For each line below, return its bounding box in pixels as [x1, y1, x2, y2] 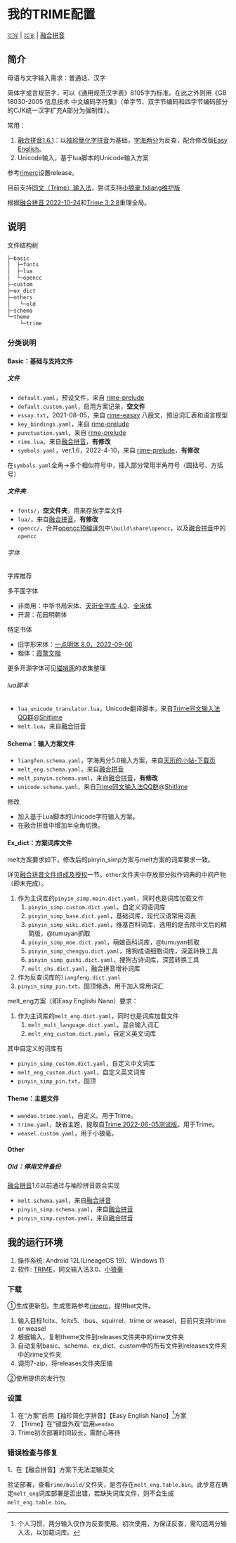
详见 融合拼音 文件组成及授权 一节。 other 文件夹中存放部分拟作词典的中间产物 [7, 871, 226, 879]
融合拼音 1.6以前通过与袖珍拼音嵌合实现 [7, 1181, 121, 1190]
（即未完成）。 [7, 879, 48, 887]
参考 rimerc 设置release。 [7, 168, 79, 176]
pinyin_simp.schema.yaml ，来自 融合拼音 [17, 1205, 133, 1213]
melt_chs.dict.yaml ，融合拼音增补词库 [27, 964, 140, 973]
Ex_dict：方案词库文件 [7, 838, 72, 847]
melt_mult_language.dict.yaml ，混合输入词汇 [27, 1020, 160, 1029]
